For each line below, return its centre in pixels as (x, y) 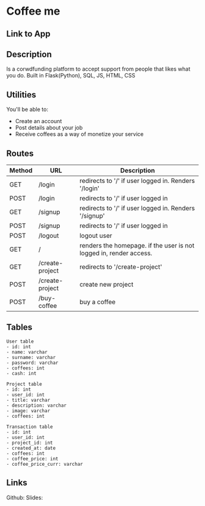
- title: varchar (28, 400)
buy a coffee (97, 302)
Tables (19, 327)
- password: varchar (33, 363)
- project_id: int (30, 443)
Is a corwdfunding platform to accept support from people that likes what (99, 69)
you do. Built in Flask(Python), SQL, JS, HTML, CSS (71, 76)
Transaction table (30, 427)
